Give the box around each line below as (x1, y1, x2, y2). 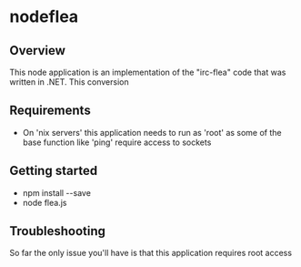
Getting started (9, 163, 98, 179)
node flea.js (22, 197, 67, 208)
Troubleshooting (9, 223, 106, 239)
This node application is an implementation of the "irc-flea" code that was (9, 67, 286, 77)
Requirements (9, 103, 91, 118)
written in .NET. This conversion (9, 77, 129, 87)
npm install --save (22, 187, 91, 198)
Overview (9, 43, 66, 58)
